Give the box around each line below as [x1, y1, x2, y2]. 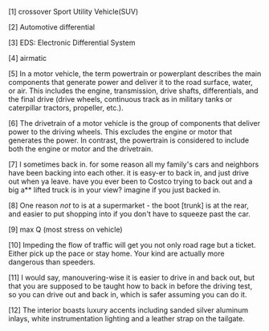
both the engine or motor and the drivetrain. [8, 144, 153, 153]
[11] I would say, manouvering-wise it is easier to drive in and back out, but [8, 272, 255, 282]
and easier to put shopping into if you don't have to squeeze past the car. [8, 209, 251, 219]
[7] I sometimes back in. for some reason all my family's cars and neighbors [8, 159, 259, 169]
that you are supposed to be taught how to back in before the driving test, [8, 281, 253, 291]
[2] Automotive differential [8, 22, 96, 31]
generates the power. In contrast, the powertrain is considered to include [8, 135, 250, 145]
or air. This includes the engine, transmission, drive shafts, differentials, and [8, 86, 259, 95]
